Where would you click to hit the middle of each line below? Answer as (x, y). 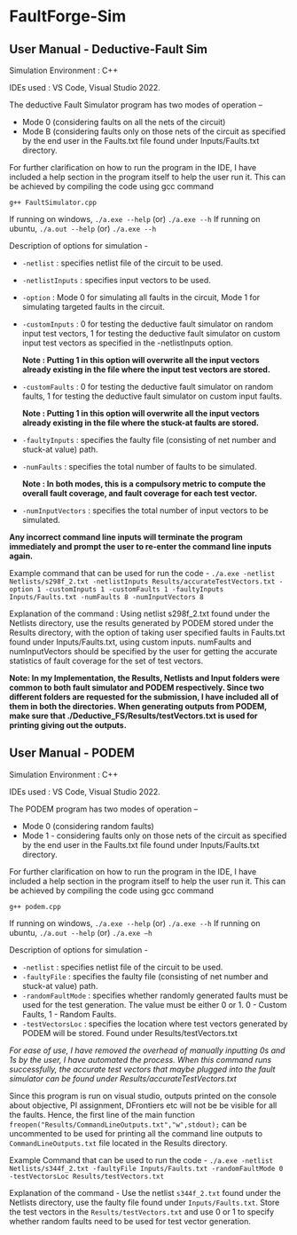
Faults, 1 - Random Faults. (69, 1014)
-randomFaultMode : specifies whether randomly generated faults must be (155, 995)
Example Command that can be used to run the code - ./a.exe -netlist (141, 1160)
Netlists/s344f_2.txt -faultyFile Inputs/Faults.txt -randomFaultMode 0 (146, 1168)
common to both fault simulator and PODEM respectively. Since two (137, 687)
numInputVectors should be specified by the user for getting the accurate (143, 651)
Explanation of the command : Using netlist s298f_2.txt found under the (140, 614)
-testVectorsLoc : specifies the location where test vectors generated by (155, 1024)
